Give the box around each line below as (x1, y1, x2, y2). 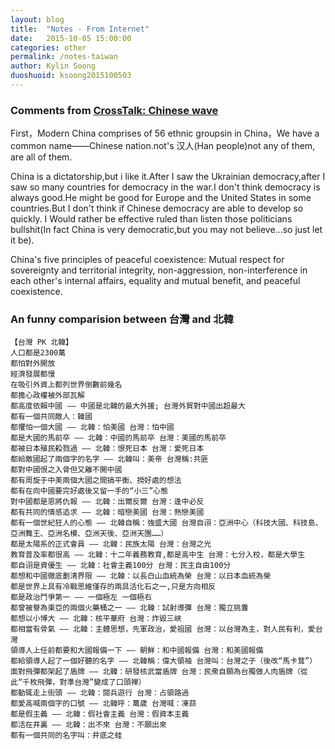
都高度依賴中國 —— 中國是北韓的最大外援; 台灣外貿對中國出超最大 (10, 401, 246, 411)
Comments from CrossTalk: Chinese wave (10, 103, 219, 117)
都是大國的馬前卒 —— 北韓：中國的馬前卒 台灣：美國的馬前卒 (10, 433, 227, 443)
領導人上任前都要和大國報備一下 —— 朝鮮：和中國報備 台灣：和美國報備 (10, 646, 264, 656)
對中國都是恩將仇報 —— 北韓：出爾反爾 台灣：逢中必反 (10, 497, 205, 507)
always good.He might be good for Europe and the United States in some (10, 192, 312, 204)
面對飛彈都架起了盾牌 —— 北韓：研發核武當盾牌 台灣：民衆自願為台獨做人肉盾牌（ (10, 667, 301, 677)
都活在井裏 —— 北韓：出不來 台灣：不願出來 (10, 720, 167, 730)
